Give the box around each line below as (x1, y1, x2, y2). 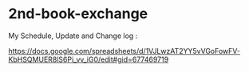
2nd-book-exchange (8, 5, 148, 23)
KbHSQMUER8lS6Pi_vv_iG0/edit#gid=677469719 (8, 55, 169, 64)
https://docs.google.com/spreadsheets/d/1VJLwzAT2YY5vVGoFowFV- (8, 46, 241, 55)
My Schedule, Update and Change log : (8, 31, 138, 40)
